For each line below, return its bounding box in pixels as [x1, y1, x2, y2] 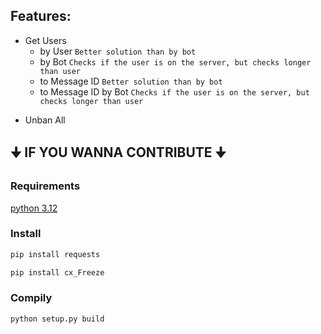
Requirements [10, 179, 81, 193]
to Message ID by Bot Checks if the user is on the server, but [39, 85, 310, 98]
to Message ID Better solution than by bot [39, 75, 223, 87]
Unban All [24, 114, 66, 126]
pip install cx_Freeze [10, 267, 105, 278]
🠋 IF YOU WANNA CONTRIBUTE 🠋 [10, 144, 227, 161]
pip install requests [10, 249, 101, 259]
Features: [10, 8, 72, 25]
